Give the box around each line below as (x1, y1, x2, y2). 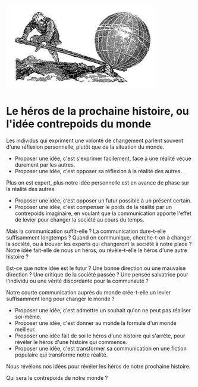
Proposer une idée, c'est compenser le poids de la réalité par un (14, 203, 172, 210)
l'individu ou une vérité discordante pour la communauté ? (6, 277, 149, 284)
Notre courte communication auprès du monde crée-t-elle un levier (6, 288, 171, 296)
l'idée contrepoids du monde (6, 117, 152, 131)
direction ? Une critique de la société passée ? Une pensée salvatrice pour (6, 271, 188, 278)
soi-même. (14, 313, 42, 320)
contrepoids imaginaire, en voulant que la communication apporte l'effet (14, 210, 192, 217)
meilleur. (14, 325, 36, 333)
